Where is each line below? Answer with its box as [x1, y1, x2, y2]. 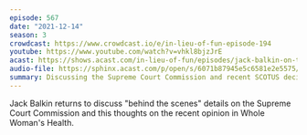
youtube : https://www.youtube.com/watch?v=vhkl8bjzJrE [9, 47, 223, 57]
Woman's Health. [9, 117, 75, 128]
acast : [9, 56, 35, 65]
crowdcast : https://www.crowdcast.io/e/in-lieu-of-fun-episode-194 [9, 38, 272, 48]
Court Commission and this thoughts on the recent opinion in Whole [9, 107, 265, 119]
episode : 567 [9, 13, 59, 23]
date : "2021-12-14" [9, 22, 84, 31]
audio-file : [9, 65, 55, 74]
